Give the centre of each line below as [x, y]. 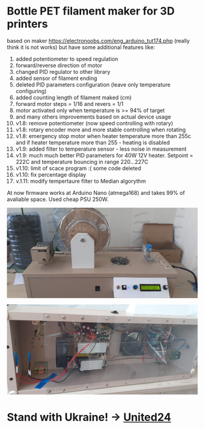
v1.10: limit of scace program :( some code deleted [78, 168]
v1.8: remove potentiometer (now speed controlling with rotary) [94, 123]
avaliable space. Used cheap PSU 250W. [58, 199]
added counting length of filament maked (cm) [74, 97]
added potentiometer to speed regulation [67, 59]
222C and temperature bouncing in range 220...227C [82, 162]
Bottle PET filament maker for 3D [91, 11]
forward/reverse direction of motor [59, 65]
